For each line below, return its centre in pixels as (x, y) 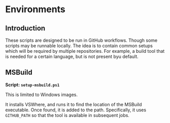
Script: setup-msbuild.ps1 (32, 84)
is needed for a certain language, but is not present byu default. (72, 56)
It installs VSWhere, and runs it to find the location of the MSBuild (74, 104)
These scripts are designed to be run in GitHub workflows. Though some (81, 40)
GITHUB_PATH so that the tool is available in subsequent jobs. (67, 115)
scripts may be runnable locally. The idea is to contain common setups (79, 46)
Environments (36, 9)
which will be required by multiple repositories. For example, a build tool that (85, 51)
